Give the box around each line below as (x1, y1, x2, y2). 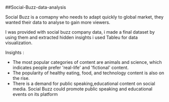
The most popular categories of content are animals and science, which (12, 59, 162, 65)
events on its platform (12, 91, 58, 97)
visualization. (5, 40, 33, 46)
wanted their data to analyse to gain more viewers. (5, 20, 110, 25)
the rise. (12, 75, 30, 81)
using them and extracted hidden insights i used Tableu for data (5, 35, 138, 40)
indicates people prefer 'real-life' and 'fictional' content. (12, 65, 129, 70)
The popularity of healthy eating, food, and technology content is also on (12, 70, 164, 76)
